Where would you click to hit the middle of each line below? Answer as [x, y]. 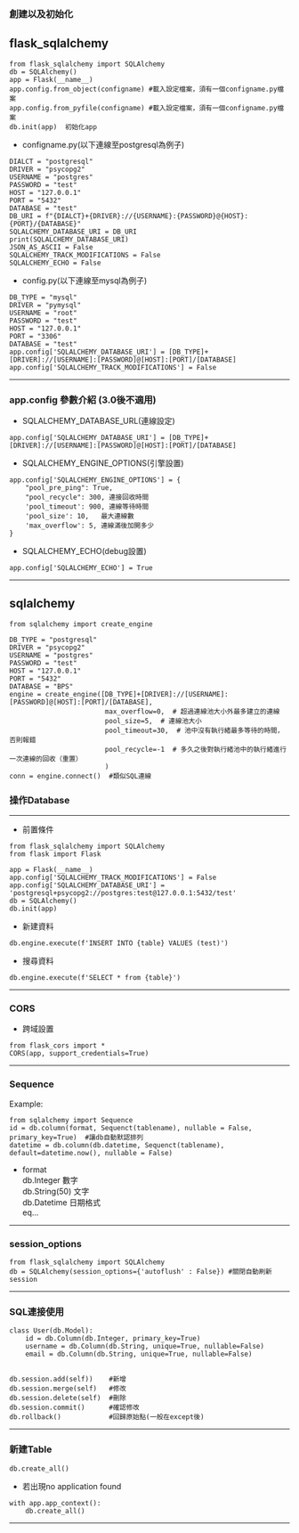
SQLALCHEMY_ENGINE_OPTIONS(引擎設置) [103, 463]
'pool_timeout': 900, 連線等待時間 [87, 507]
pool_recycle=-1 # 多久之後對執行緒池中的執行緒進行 [196, 749]
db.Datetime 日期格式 [61, 1202]
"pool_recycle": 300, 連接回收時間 [87, 497]
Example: [26, 1104]
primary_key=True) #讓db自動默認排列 [77, 1138]
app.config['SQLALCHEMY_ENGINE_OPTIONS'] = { [95, 480]
